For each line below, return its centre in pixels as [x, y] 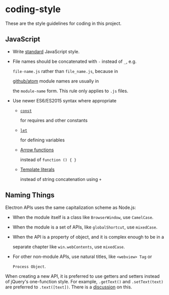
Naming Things [30, 195]
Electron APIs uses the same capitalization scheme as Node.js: [71, 207]
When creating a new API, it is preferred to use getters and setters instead [82, 276]
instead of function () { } [48, 159]
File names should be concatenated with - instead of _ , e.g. [74, 61]
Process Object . [29, 266]
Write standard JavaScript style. [46, 51]
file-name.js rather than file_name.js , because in [65, 71]
